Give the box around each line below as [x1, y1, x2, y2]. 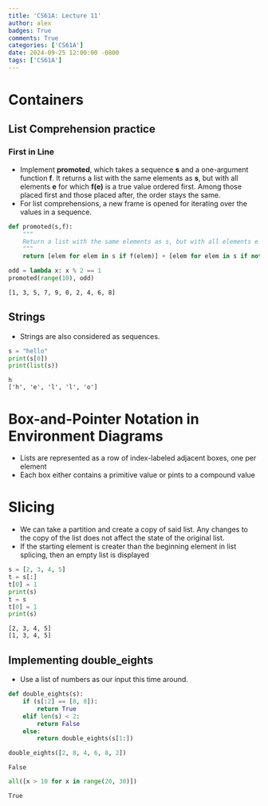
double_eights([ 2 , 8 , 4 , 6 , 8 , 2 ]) [8, 749, 127, 757]
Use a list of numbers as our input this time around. [19, 675, 189, 684]
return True [37, 704, 77, 712]
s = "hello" [8, 347, 48, 355]
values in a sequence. [19, 207, 93, 217]
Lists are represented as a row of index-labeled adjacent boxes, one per [19, 453, 257, 463]
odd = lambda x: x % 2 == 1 [8, 267, 102, 275]
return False [37, 720, 81, 728]
